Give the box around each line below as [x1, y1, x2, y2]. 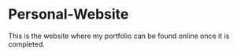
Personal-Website [8, 5, 129, 23]
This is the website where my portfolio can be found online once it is [8, 31, 230, 40]
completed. [8, 39, 45, 48]
